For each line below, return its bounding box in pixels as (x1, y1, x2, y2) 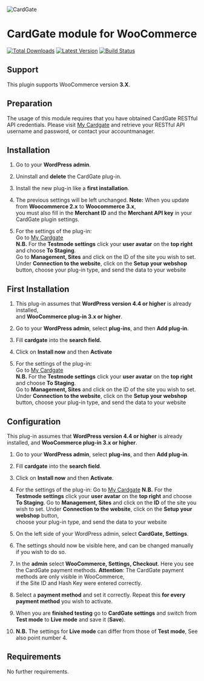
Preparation (7, 98, 53, 109)
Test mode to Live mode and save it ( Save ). (15, 616, 126, 623)
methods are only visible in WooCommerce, (15, 573, 125, 580)
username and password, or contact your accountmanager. (7, 128, 155, 135)
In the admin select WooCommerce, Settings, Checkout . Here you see (15, 560, 194, 567)
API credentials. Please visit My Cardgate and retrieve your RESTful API (7, 121, 185, 128)
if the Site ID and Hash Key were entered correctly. (15, 580, 142, 586)
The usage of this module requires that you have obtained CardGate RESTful (7, 114, 198, 121)
